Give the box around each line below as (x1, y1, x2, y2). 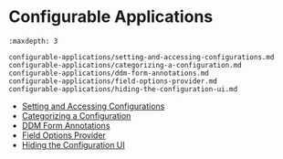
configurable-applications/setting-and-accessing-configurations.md (8, 52, 275, 61)
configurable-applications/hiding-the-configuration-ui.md (8, 84, 238, 93)
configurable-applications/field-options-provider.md (8, 76, 218, 86)
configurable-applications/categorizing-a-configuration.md (8, 60, 243, 69)
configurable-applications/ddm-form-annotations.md (8, 69, 209, 78)
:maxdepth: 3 (8, 37, 58, 46)
